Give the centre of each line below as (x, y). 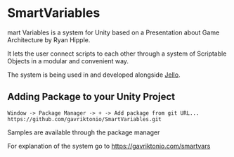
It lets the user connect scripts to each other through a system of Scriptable (117, 54)
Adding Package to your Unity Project (91, 97)
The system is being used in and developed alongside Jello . (94, 75)
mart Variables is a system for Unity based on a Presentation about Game (113, 32)
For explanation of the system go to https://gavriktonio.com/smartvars (109, 146)
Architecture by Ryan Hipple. (49, 39)
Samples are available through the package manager (84, 132)
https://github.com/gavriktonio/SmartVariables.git (84, 119)
